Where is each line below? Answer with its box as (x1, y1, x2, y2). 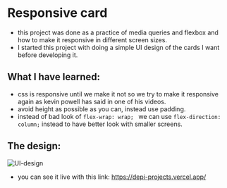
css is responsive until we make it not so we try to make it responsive (17, 89, 219, 98)
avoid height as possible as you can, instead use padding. (17, 104, 186, 113)
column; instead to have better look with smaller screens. (17, 120, 183, 128)
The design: (7, 140, 61, 152)
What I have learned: (7, 71, 101, 83)
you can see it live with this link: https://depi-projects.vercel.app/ (17, 173, 207, 181)
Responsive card (7, 5, 108, 21)
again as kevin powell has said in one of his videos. (17, 97, 166, 106)
